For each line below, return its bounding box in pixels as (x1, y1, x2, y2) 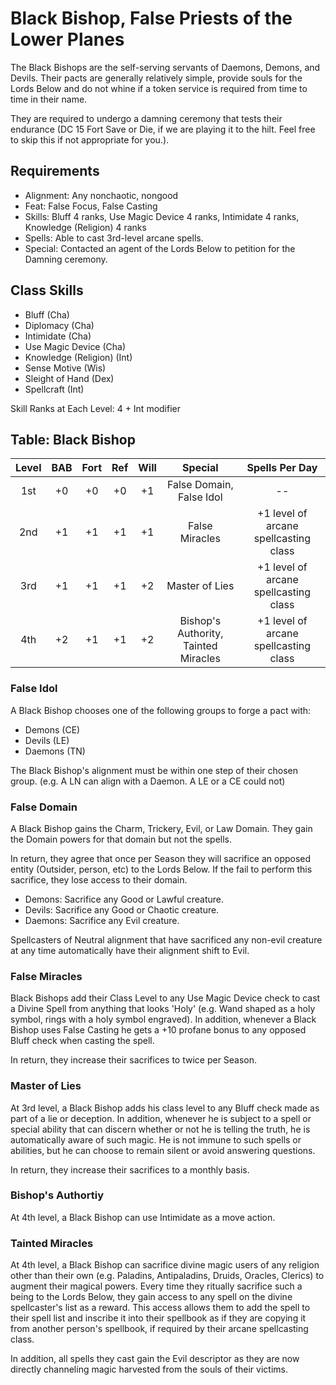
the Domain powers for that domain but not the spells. (10, 833, 232, 845)
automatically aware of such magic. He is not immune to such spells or (10, 1133, 302, 1146)
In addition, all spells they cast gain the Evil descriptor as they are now (10, 1353, 300, 1365)
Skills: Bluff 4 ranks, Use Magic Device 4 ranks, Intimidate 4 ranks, (24, 210, 300, 222)
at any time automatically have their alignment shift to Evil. (10, 944, 250, 956)
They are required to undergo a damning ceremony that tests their (10, 112, 283, 124)
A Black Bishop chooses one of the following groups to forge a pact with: (10, 704, 312, 716)
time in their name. (10, 93, 88, 105)
